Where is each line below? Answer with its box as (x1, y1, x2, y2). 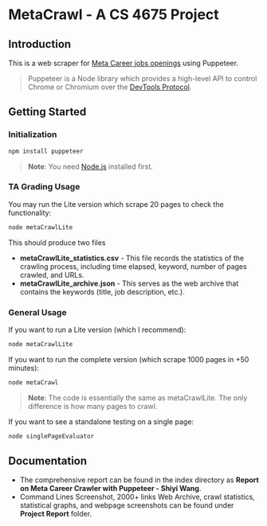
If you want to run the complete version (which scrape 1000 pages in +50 (8, 354, 249, 364)
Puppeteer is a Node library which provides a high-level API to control (27, 74, 257, 83)
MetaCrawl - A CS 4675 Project (8, 6, 219, 24)
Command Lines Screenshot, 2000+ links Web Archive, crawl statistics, (19, 492, 255, 502)
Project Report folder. (19, 509, 92, 519)
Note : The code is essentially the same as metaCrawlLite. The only (27, 392, 248, 403)
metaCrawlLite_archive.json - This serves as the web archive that (19, 279, 239, 288)
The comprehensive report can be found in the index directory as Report (19, 475, 259, 485)
